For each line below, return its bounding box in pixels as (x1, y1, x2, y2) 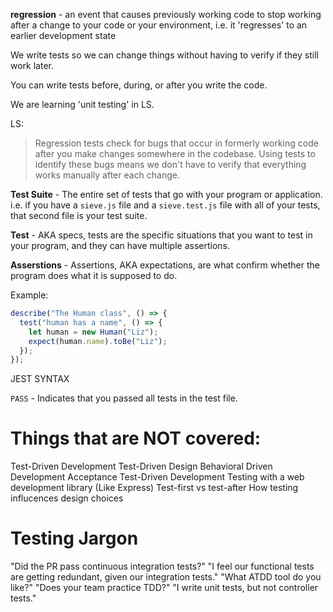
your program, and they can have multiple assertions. (10, 240, 230, 251)
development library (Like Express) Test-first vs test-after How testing (10, 482, 299, 494)
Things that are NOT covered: (10, 427, 262, 450)
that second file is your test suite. (10, 210, 148, 221)
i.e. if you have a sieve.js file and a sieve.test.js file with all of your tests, (10, 199, 321, 211)
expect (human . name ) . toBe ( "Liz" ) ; (28, 336, 168, 346)
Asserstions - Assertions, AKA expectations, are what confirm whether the (10, 259, 320, 271)
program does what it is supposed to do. (10, 270, 178, 281)
